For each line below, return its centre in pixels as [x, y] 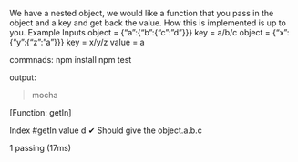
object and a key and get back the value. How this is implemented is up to [148, 23]
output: [23, 77]
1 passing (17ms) [40, 148]
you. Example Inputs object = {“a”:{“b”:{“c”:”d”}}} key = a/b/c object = [140, 32]
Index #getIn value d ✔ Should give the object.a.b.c [106, 130]
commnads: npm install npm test [71, 60]
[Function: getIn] [41, 112]
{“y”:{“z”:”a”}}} [37, 42]
